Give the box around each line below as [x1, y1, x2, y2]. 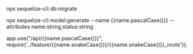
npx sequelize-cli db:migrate [6, 5, 77, 12]
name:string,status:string [31, 23, 93, 30]
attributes [6, 23, 30, 30]
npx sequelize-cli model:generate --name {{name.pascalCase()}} [6, 17, 169, 23]
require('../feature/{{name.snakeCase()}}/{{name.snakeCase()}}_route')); [6, 41, 188, 48]
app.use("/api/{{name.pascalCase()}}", [6, 35, 103, 41]
